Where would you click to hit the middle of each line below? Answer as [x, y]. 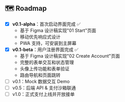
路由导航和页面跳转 [40, 75]
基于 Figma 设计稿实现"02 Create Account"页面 [70, 56]
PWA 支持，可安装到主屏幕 [48, 43]
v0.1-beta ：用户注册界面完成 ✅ [45, 49]
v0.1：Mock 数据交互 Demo [41, 81]
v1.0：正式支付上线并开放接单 [43, 94]
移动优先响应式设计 [40, 37]
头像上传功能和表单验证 [45, 68]
